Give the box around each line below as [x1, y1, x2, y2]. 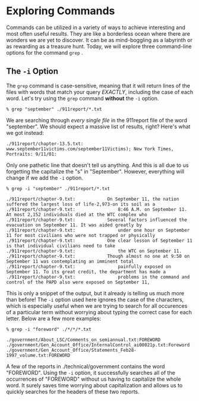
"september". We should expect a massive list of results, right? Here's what [6, 123, 191, 130]
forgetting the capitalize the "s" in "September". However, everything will [6, 168, 185, 175]
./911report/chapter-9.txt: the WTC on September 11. [6, 248, 182, 254]
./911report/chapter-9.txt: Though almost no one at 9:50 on [6, 253, 190, 259]
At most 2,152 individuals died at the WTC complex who [6, 211, 147, 217]
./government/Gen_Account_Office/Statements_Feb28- [6, 347, 137, 353]
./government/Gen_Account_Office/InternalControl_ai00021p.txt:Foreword [6, 342, 190, 348]
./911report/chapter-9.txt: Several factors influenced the [6, 217, 187, 223]
